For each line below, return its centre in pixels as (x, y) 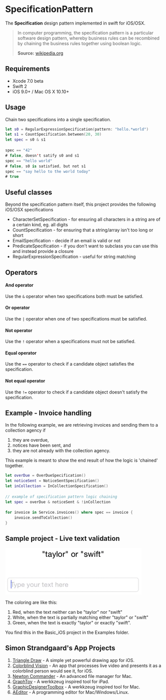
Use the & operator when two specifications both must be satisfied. (74, 296)
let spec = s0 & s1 (25, 140)
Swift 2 (20, 86)
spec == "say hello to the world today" (48, 171)
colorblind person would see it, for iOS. (53, 671)
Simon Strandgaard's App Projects (60, 648)
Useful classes (29, 192)
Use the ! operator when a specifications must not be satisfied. (70, 341)
